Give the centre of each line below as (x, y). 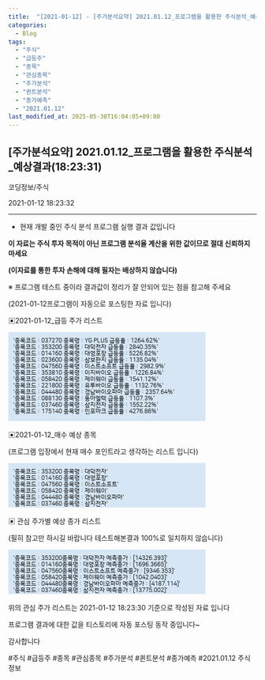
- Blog (26, 33)
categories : (28, 25)
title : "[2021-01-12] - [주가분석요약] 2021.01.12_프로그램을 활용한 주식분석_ (129, 17)
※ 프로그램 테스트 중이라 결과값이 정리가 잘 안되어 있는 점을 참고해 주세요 (119, 287)
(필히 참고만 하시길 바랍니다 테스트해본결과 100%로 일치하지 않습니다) (116, 538)
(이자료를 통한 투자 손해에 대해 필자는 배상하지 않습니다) (93, 270)
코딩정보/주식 (29, 187)
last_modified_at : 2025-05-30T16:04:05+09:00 (84, 117)
